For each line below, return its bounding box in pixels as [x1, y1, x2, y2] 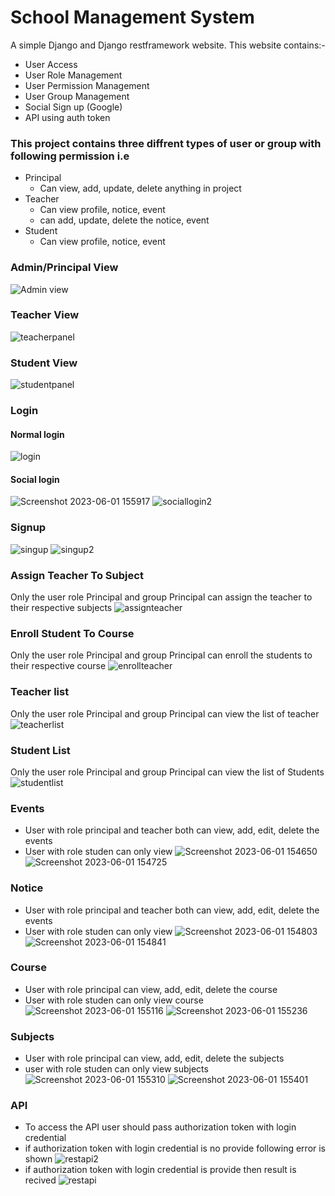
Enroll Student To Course [10, 626, 135, 640]
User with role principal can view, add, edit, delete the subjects [24, 1052, 285, 1065]
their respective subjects [10, 602, 113, 614]
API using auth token [24, 111, 111, 123]
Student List [10, 743, 71, 757]
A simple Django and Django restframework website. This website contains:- [10, 39, 326, 51]
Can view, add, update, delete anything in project [39, 182, 242, 195]
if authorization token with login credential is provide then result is [24, 1164, 297, 1176]
